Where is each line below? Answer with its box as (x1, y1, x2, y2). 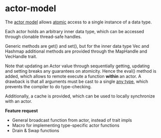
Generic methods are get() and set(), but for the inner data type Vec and (5, 43, 149, 49)
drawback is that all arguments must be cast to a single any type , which (5, 79, 148, 84)
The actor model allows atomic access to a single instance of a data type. (5, 19, 152, 25)
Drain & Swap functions (12, 127, 60, 133)
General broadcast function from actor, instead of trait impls (12, 117, 132, 123)
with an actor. (5, 98, 32, 104)
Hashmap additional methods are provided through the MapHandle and (5, 48, 147, 54)
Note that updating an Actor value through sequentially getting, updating (5, 63, 150, 69)
